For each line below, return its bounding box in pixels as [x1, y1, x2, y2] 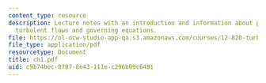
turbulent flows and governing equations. [15, 26, 158, 34]
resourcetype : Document [8, 48, 87, 56]
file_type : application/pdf [8, 41, 101, 49]
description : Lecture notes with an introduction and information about [8, 19, 253, 27]
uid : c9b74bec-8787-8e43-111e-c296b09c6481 [8, 63, 154, 71]
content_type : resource [8, 11, 87, 20]
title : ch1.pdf [8, 56, 59, 64]
